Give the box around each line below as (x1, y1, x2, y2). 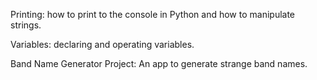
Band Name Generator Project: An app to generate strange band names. (10, 58, 308, 69)
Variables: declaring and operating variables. (10, 39, 195, 50)
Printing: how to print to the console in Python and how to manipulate (10, 9, 296, 20)
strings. (10, 19, 42, 31)
